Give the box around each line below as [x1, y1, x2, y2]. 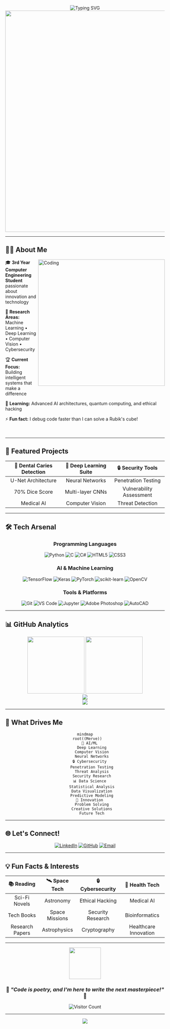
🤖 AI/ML [81, 741, 98, 746]
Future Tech [79, 810, 105, 816]
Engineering [5, 272, 32, 278]
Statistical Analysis [69, 784, 115, 789]
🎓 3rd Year [5, 259, 30, 265]
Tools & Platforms [63, 589, 107, 596]
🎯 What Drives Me [5, 718, 63, 727]
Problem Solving [74, 802, 109, 807]
